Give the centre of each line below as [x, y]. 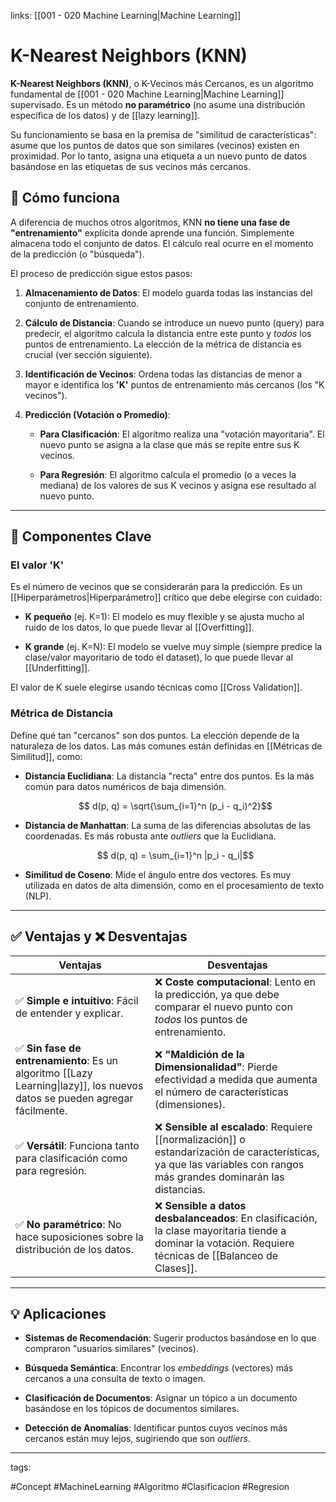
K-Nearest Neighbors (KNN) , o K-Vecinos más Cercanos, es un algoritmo [162, 83]
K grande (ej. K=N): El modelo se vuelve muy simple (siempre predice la [173, 647]
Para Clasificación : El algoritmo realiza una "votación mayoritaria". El [182, 434]
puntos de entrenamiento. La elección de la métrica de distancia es [163, 344]
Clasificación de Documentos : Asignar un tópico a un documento [161, 1398]
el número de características [222, 1092]
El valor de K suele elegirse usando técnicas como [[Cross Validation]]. [156, 687]
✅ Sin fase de [48, 1048]
